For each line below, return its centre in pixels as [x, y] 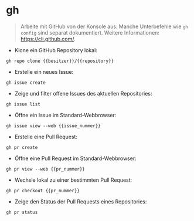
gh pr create [22, 147]
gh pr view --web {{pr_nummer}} [45, 169]
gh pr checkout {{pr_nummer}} [43, 191]
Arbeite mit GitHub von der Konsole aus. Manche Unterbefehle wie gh [104, 26]
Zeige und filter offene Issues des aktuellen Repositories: [83, 93]
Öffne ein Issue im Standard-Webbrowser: [65, 115]
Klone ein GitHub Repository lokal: [56, 50]
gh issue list [23, 104]
